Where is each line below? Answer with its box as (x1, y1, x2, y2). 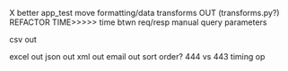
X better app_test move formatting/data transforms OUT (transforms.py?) (9, 8, 280, 18)
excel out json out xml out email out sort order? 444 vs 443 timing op (9, 51, 266, 61)
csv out (9, 35, 38, 44)
